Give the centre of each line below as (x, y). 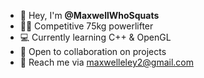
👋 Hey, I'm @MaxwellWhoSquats (89, 15)
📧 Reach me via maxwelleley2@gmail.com (106, 62)
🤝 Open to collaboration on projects (93, 51)
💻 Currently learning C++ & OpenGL (95, 37)
